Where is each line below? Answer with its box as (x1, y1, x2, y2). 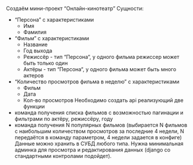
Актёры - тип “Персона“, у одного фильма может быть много (23, 66, 177, 72)
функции (23, 103, 45, 110)
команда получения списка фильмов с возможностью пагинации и (14, 109, 184, 116)
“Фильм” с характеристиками (14, 35, 89, 41)
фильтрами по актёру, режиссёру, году (14, 115, 113, 122)
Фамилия (23, 29, 47, 36)
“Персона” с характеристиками (14, 16, 94, 23)
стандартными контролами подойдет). (14, 153, 112, 159)
